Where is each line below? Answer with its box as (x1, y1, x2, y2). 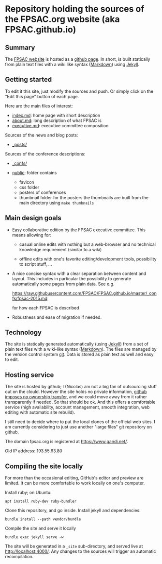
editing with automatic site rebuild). (5, 410, 75, 415)
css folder (19, 184, 40, 190)
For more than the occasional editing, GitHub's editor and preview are (5, 475, 144, 481)
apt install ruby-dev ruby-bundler (5, 499, 77, 504)
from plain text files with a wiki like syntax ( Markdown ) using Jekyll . (5, 62, 140, 67)
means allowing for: (12, 232, 52, 238)
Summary (5, 43, 35, 51)
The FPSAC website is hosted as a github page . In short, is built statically (5, 56, 150, 62)
